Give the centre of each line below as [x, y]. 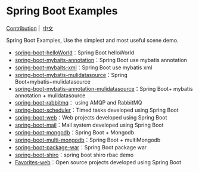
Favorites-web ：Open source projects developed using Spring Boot [98, 162]
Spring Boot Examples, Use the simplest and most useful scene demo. [92, 40]
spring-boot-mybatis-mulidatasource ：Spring [71, 75]
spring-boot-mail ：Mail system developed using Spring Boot [89, 125]
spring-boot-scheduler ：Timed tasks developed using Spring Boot [97, 110]
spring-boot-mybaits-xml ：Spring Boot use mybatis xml [83, 67]
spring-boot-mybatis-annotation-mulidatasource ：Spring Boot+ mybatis [104, 88]
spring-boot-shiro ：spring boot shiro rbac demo [74, 155]
